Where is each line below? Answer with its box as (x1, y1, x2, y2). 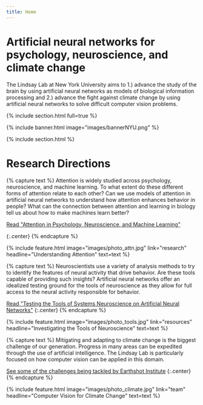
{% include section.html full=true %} (6, 112, 98, 119)
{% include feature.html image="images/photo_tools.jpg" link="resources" (6, 318, 193, 325)
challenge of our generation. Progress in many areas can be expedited (6, 343, 182, 350)
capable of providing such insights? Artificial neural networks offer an (6, 275, 181, 283)
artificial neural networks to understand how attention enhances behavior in (6, 196, 196, 203)
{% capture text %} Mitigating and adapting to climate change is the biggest (6, 336, 196, 343)
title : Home (6, 8, 36, 15)
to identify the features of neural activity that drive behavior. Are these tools (6, 269, 196, 276)
